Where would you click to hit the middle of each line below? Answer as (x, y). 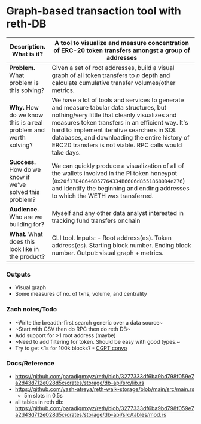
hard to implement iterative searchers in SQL (114, 130)
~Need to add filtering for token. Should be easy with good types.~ (98, 341)
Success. (23, 162)
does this (22, 241)
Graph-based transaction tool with (94, 11)
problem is (24, 83)
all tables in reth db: (39, 402)
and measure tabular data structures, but (109, 107)
